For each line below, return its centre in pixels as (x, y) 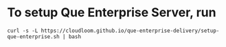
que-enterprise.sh (33, 36)
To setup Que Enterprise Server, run (112, 13)
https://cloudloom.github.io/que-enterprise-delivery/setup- (130, 31)
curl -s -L (23, 31)
